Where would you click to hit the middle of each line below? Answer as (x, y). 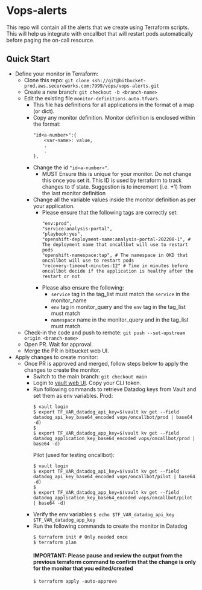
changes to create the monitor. (62, 370)
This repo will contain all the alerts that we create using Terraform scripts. (98, 27)
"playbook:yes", (62, 234)
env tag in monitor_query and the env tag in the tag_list (118, 306)
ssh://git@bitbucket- (119, 80)
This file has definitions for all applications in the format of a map (114, 105)
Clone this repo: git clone (57, 80)
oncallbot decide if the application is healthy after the (118, 271)
